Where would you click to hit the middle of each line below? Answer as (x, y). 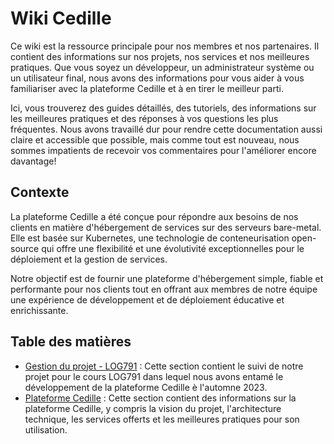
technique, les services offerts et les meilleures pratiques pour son (162, 419)
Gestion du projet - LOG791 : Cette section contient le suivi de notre (164, 366)
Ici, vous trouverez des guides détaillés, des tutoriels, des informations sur (163, 108)
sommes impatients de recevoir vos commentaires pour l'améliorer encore (163, 150)
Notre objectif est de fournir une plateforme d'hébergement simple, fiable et (167, 278)
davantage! (33, 161)
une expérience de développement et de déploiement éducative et (147, 299)
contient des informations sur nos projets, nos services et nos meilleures (160, 56)
